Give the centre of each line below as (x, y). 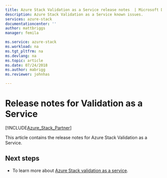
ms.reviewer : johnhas (28, 75)
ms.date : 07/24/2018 (27, 65)
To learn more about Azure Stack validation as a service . (70, 171)
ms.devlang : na (21, 56)
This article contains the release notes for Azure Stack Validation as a (76, 137)
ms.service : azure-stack (31, 42)
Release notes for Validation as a (74, 103)
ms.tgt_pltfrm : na (24, 51)
